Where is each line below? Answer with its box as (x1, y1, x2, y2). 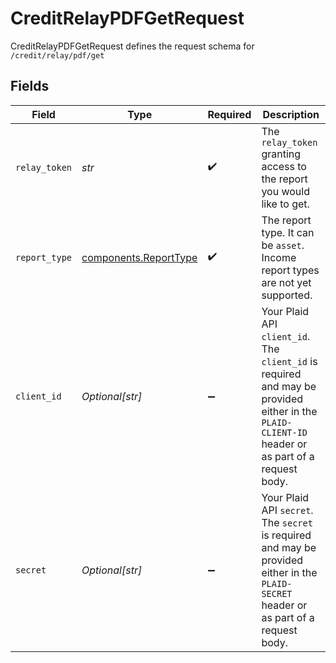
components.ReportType (81, 250, 198, 264)
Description (262, 107, 320, 121)
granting (261, 147, 302, 161)
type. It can (261, 225, 315, 239)
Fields (10, 78, 50, 95)
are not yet (261, 275, 312, 289)
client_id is (261, 354, 318, 368)
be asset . (261, 238, 305, 252)
